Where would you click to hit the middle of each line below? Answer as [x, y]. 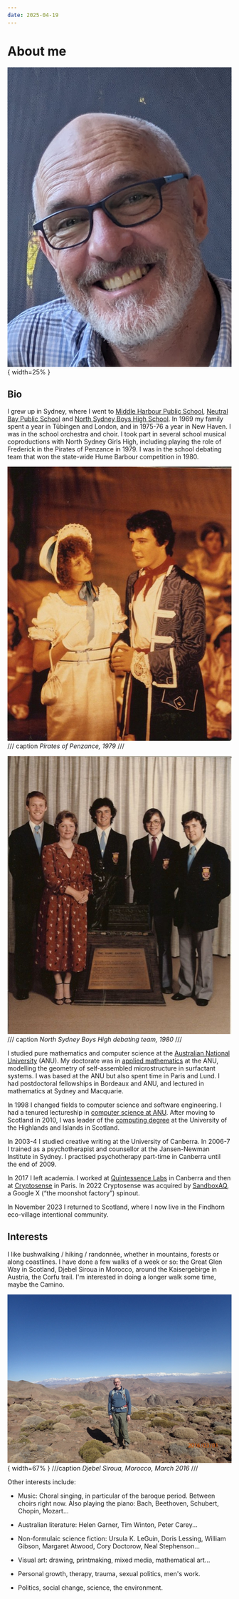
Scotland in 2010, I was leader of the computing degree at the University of [117, 1120]
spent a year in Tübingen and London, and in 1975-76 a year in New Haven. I [119, 426]
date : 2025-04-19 [33, 15]
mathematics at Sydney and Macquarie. [65, 1090]
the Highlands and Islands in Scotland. [63, 1128]
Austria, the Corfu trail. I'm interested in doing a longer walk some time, [112, 1277]
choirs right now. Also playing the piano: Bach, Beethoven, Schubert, [118, 1503]
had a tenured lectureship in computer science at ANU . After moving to [111, 1112]
